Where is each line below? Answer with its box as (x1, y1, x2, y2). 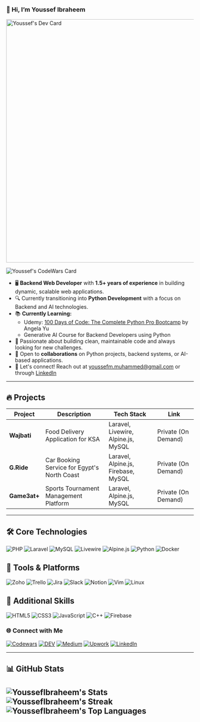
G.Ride (9, 463, 29, 472)
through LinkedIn (14, 370, 57, 377)
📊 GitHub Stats (6, 664, 64, 674)
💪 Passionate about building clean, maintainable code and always (14, 337, 176, 345)
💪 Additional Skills (6, 596, 75, 606)
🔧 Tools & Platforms (6, 563, 80, 573)
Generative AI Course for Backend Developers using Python (23, 331, 171, 339)
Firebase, (108, 467, 135, 475)
